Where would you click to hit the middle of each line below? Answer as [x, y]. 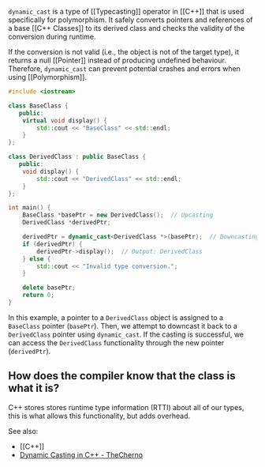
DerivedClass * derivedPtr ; [67, 223]
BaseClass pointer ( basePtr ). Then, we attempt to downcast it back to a [123, 326]
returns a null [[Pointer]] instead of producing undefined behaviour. [117, 60]
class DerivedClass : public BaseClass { [77, 157]
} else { [37, 259]
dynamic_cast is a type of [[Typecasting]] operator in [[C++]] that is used [126, 11]
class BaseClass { [38, 106]
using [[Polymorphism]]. [47, 77]
